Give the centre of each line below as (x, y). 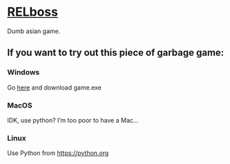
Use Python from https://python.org (58, 153)
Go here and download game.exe (54, 88)
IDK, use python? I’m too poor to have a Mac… (73, 120)
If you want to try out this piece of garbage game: (116, 53)
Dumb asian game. (34, 31)
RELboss (33, 12)
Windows (23, 72)
